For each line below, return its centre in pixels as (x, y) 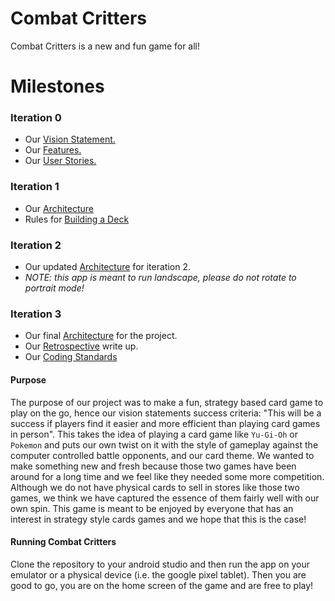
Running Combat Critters (63, 542)
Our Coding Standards (71, 357)
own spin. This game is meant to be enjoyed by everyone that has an (152, 508)
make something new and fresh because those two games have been (153, 466)
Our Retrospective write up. (81, 346)
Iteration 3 (36, 314)
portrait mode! (54, 288)
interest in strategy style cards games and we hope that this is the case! (158, 519)
